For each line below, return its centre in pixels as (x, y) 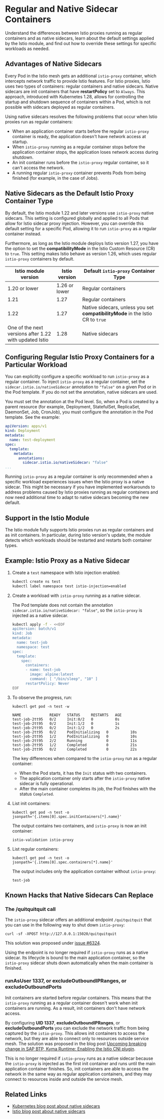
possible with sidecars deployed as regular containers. (60, 107)
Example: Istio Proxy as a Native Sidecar (68, 561)
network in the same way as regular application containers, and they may (79, 1074)
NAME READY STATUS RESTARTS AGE (67, 715)
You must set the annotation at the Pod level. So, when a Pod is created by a (82, 402)
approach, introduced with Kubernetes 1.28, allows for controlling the (74, 96)
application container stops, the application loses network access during (85, 152)
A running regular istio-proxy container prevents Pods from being (79, 173)
